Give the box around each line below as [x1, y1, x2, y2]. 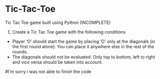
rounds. [12, 49, 28, 55]
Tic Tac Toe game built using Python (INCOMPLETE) [5, 20, 111, 25]
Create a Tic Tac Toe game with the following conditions [12, 29, 126, 35]
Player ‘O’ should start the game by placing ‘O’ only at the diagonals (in [12, 38, 156, 44]
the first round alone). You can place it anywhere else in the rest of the [12, 43, 155, 49]
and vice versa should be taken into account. [12, 59, 103, 65]
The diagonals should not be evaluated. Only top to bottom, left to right [12, 54, 155, 59]
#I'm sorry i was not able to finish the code [5, 68, 91, 74]
